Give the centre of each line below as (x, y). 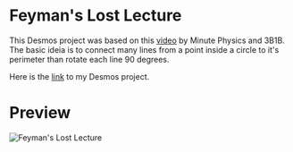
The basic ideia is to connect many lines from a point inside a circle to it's (144, 49)
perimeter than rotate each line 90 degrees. (89, 59)
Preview (40, 113)
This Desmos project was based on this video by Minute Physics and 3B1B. (147, 40)
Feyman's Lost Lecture (96, 16)
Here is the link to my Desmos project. (80, 76)
